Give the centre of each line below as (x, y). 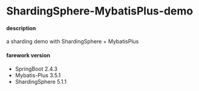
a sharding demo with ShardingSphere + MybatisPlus (73, 42)
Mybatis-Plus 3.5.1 (38, 75)
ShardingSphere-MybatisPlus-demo (100, 11)
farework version (28, 55)
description (21, 28)
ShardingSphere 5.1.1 (41, 81)
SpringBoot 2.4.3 (36, 69)
